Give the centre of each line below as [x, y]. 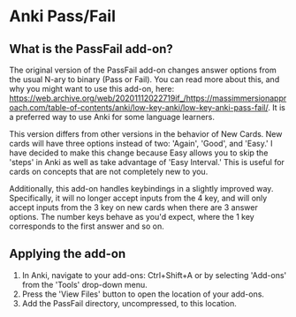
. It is [277, 107]
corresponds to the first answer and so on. [87, 226]
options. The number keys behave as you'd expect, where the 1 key [132, 217]
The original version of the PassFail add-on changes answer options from [143, 70]
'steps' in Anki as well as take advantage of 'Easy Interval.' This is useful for [147, 162]
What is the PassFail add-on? [91, 49]
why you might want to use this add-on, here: [92, 89]
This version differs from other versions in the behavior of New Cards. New [146, 134]
